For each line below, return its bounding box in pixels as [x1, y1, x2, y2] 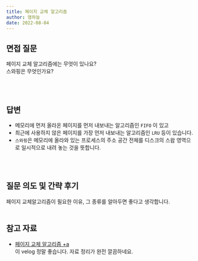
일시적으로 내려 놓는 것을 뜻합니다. [21, 144, 101, 151]
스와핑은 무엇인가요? [6, 68, 54, 75]
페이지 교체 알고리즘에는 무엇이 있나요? [6, 60, 97, 67]
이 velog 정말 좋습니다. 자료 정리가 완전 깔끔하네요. [14, 248, 134, 255]
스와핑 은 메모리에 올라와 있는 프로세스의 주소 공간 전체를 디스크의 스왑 [14, 136, 175, 144]
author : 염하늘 [6, 14, 41, 20]
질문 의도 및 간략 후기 [6, 181, 79, 191]
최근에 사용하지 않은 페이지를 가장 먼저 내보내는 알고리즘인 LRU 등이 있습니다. [14, 129, 193, 136]
